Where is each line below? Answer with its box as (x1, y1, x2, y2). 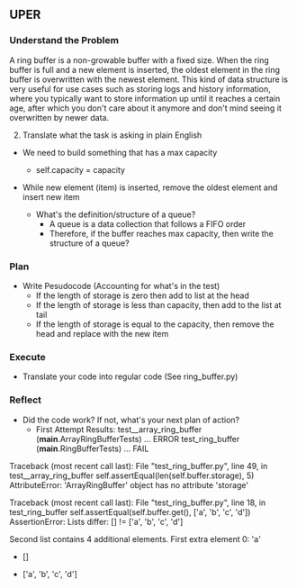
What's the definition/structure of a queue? (35, 209, 196, 220)
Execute (9, 350, 47, 363)
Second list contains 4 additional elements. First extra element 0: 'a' (9, 533, 261, 544)
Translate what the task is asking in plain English (22, 130, 202, 140)
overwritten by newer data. (9, 112, 110, 122)
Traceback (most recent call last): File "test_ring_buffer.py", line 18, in (9, 497, 266, 508)
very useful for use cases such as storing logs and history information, (9, 83, 272, 94)
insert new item (22, 191, 80, 202)
